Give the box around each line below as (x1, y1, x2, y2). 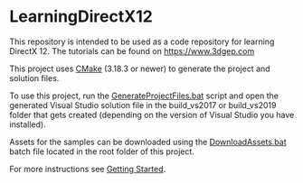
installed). (9, 119, 47, 130)
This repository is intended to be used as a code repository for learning (9, 36, 275, 47)
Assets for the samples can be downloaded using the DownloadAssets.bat (9, 136, 287, 147)
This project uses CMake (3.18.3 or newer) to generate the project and (9, 63, 270, 74)
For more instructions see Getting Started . (9, 163, 166, 174)
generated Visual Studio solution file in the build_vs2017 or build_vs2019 (9, 99, 277, 110)
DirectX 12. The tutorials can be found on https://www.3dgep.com (9, 45, 255, 56)
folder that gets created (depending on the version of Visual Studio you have (9, 109, 295, 120)
